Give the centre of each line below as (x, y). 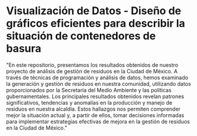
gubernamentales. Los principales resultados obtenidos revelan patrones (95, 96)
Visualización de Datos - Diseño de (94, 11)
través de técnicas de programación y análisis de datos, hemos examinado (97, 77)
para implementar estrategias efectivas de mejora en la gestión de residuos (98, 121)
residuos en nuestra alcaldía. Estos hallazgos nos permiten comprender (93, 109)
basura (24, 49)
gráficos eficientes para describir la (96, 23)
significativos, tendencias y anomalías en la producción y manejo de (89, 102)
